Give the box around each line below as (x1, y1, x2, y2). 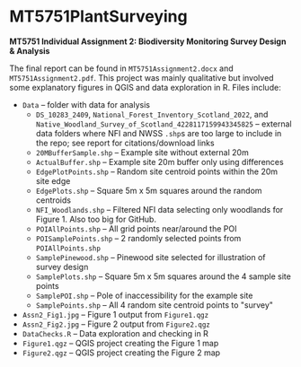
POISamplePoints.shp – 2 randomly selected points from (35, 232, 242, 243)
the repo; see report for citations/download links (35, 137, 215, 148)
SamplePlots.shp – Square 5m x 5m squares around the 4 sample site (35, 271, 292, 282)
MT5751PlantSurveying (9, 6, 188, 27)
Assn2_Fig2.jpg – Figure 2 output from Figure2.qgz (22, 319, 211, 329)
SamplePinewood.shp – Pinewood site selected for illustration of (35, 251, 266, 262)
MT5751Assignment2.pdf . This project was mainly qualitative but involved (9, 72, 274, 83)
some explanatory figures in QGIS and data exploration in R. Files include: (9, 82, 281, 92)
